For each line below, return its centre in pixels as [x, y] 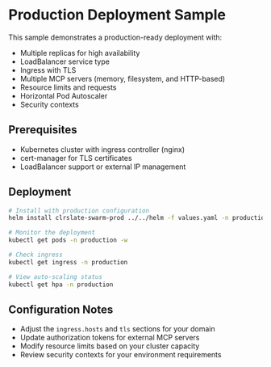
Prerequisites [43, 130]
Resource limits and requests [68, 87]
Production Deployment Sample [117, 15]
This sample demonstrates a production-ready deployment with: [115, 37]
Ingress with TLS [48, 70]
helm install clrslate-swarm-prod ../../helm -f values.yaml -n [119, 218]
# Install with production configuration [79, 211]
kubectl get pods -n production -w [68, 240]
